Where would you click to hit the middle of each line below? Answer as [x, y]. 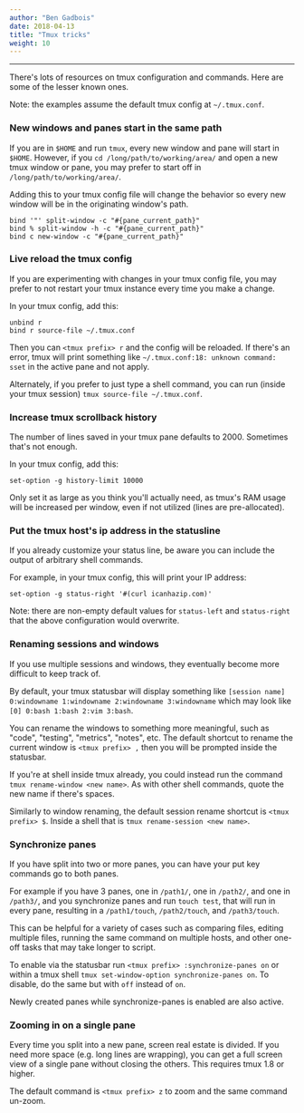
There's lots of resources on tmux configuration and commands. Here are [147, 77]
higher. [23, 1074]
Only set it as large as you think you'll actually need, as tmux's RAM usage [148, 498]
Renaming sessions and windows [85, 644]
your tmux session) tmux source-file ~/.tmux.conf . [106, 393]
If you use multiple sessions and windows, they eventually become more [145, 663]
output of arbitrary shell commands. [76, 560]
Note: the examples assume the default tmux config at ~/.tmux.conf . [137, 104]
